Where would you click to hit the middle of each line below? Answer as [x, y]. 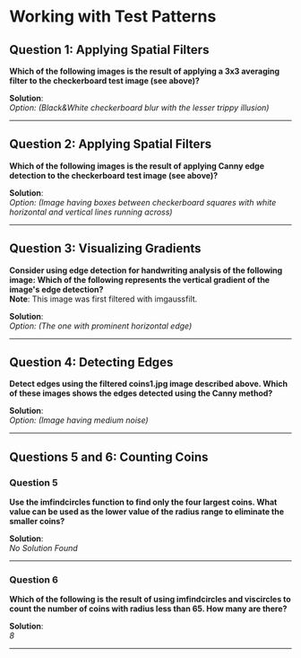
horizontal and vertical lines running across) [91, 212]
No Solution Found [43, 548]
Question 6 [34, 580]
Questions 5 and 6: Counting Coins [109, 456]
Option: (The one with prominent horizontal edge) [101, 326]
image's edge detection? [56, 289]
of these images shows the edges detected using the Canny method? [141, 393]
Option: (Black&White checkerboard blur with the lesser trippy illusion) [139, 108]
